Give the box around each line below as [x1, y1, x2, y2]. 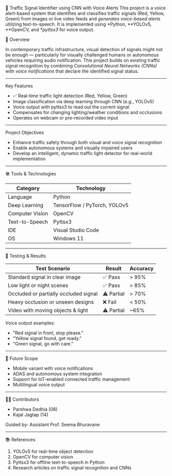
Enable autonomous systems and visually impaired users [12, 145, 133, 151]
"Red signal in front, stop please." [12, 330, 83, 336]
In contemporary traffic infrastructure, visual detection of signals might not [5, 47, 163, 52]
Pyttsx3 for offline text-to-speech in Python [12, 459, 105, 465]
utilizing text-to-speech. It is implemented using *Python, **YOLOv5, [5, 21, 152, 27]
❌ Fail [102, 299, 117, 305]
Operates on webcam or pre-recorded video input [12, 115, 119, 121]
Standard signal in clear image [8, 274, 81, 281]
